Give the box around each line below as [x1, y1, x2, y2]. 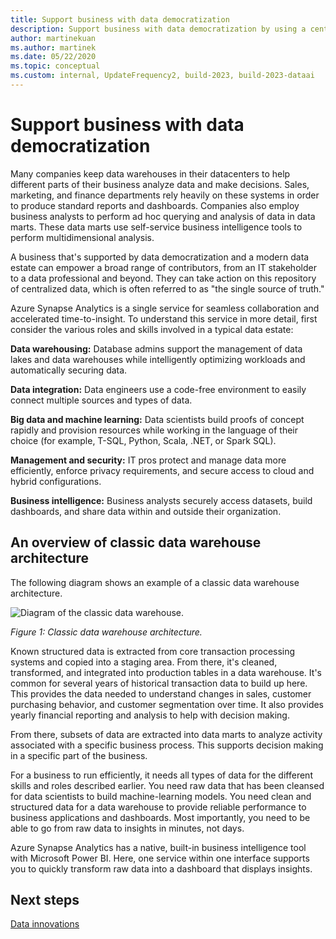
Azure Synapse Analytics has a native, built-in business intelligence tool [10, 841, 307, 853]
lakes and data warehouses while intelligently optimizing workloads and [10, 353, 306, 365]
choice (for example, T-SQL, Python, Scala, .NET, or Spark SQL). [10, 434, 277, 446]
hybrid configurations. [10, 475, 102, 487]
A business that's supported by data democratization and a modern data [10, 251, 310, 263]
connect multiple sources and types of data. [10, 394, 193, 406]
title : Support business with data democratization [10, 14, 230, 25]
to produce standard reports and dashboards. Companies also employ [10, 199, 300, 211]
